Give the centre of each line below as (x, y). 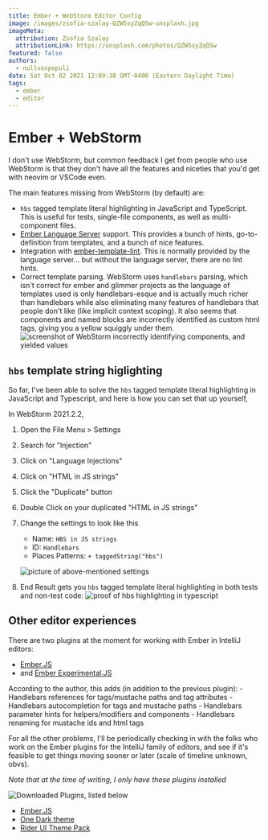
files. (68, 225)
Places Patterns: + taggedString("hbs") (97, 556)
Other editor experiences (72, 621)
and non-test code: (52, 595)
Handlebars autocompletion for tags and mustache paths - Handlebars (125, 706)
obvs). (19, 764)
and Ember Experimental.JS (66, 673)
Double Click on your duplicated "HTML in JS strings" (109, 507)
